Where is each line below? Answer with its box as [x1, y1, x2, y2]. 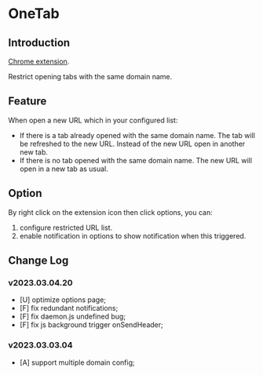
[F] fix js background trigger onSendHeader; [19, 320, 163, 329]
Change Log [8, 254, 69, 268]
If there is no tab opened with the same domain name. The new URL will [19, 155, 253, 165]
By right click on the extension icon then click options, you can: [8, 207, 214, 217]
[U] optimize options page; [19, 295, 107, 304]
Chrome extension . [8, 56, 70, 66]
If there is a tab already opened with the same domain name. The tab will [19, 130, 255, 140]
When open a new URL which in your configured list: [8, 115, 178, 125]
